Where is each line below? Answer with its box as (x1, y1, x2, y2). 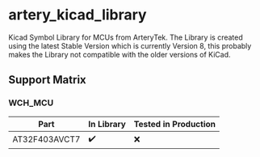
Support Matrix (8, 73, 86, 87)
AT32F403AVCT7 (12, 134, 81, 145)
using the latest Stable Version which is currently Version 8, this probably (8, 40, 252, 50)
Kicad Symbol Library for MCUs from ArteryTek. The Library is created (8, 32, 244, 42)
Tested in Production (133, 118, 216, 129)
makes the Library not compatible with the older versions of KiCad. (8, 49, 232, 59)
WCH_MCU (8, 97, 54, 108)
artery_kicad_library (8, 6, 147, 24)
